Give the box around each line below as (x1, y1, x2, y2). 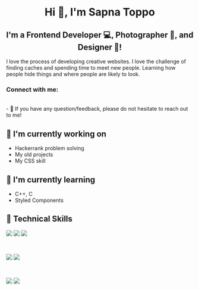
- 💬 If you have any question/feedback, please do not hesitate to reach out (6, 105, 188, 113)
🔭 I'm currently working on (6, 129, 107, 139)
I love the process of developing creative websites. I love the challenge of (6, 58, 187, 65)
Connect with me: (6, 85, 59, 93)
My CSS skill (14, 157, 46, 164)
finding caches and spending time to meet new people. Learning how (6, 64, 176, 71)
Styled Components (14, 197, 64, 204)
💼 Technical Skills (6, 214, 73, 224)
